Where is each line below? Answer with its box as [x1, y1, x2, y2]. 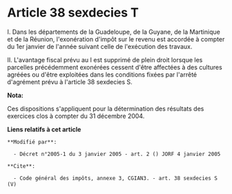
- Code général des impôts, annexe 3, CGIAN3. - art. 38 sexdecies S [13, 175, 217, 182]
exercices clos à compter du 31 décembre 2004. [7, 112, 145, 120]
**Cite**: [7, 162, 36, 170]
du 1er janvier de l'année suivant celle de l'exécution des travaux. [7, 42, 193, 50]
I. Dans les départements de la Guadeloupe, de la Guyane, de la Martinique [7, 28, 221, 36]
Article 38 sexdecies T [7, 5, 139, 21]
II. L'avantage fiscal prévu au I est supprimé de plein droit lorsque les [7, 55, 203, 64]
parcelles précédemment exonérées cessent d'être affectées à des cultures [7, 63, 222, 71]
